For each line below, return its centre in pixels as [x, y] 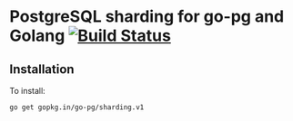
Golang [37, 36]
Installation [42, 69]
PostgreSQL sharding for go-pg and [147, 17]
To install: [27, 91]
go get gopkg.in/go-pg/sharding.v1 [77, 107]
